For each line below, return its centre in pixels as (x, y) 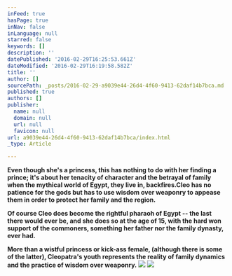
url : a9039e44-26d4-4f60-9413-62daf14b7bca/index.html (89, 137)
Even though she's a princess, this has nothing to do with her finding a (112, 170)
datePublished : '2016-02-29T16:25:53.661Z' (72, 60)
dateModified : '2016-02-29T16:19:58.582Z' (70, 66)
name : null (29, 111)
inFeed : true (26, 14)
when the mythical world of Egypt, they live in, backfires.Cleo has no (109, 185)
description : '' (31, 53)
